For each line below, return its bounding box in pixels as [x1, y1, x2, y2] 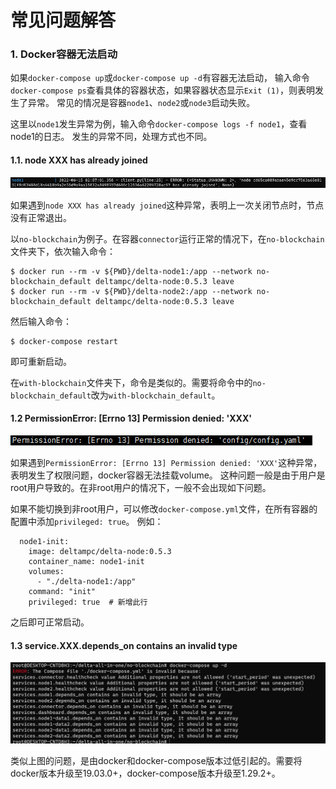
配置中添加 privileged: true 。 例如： [10, 515, 164, 527]
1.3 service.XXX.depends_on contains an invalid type [10, 639, 238, 651]
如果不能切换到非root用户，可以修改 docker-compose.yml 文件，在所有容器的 [10, 502, 318, 515]
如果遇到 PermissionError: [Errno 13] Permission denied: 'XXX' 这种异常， [10, 456, 323, 468]
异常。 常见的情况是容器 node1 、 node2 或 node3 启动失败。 [27, 97, 256, 109]
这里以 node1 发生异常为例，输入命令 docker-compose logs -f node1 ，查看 [10, 118, 308, 130]
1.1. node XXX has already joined [10, 154, 148, 166]
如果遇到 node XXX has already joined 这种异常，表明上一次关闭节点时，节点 [10, 199, 325, 211]
